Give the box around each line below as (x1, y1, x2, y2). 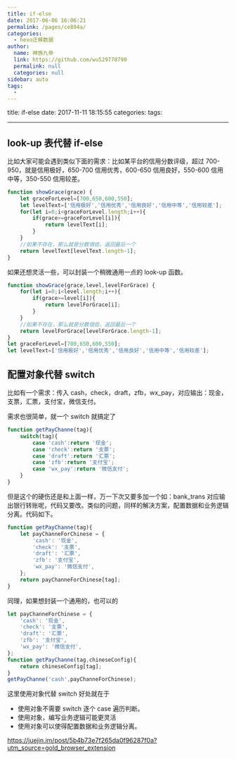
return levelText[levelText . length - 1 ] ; (20, 247, 137, 254)
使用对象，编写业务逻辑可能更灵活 (17, 713, 117, 722)
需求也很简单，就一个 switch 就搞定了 (7, 413, 116, 420)
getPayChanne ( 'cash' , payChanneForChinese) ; (7, 676, 137, 683)
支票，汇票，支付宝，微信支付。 (7, 397, 100, 406)
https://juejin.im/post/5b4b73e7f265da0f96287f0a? (7, 736, 157, 745)
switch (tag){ (20, 432, 58, 440)
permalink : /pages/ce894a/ (7, 23, 86, 30)
